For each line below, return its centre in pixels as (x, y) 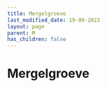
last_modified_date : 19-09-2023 (53, 20)
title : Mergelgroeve (37, 14)
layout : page (26, 26)
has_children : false (37, 39)
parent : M (21, 33)
